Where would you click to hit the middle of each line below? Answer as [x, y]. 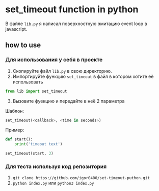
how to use [23, 45]
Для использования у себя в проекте [54, 60]
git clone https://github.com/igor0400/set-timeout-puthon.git [81, 178]
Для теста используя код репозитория [56, 166]
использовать [28, 82]
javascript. [16, 29]
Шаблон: [15, 111]
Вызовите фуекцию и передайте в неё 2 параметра [69, 101]
